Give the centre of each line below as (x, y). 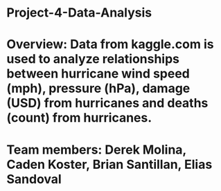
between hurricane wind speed (98, 74)
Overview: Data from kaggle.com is (110, 45)
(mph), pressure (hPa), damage (98, 89)
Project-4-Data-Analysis (79, 13)
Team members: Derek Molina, (96, 149)
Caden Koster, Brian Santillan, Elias (109, 164)
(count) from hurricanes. (79, 118)
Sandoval (34, 179)
